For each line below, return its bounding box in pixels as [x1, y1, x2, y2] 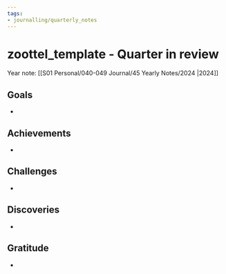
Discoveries [7, 204, 60, 216]
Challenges [7, 166, 57, 177]
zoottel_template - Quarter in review [7, 46, 219, 62]
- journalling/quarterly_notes [7, 17, 97, 23]
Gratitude [7, 242, 50, 254]
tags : [7, 10, 23, 17]
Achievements [7, 127, 71, 139]
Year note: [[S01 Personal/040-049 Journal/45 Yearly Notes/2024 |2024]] [7, 69, 219, 77]
